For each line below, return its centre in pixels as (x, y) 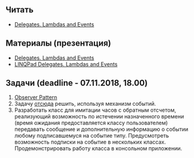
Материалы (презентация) (59, 44)
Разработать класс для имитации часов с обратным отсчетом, (95, 110)
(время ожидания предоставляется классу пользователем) (91, 123)
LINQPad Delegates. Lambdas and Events (66, 64)
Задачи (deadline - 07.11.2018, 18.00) (77, 83)
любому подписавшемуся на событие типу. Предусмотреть (92, 136)
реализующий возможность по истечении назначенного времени (99, 117)
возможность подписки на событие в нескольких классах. (90, 142)
